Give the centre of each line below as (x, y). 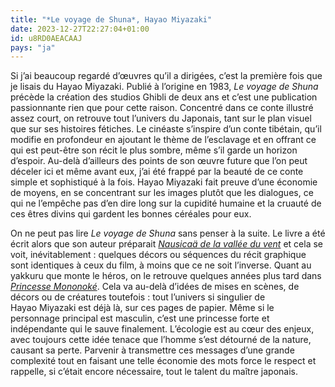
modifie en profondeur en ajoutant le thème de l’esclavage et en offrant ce (163, 140)
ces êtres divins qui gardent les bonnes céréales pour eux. (131, 214)
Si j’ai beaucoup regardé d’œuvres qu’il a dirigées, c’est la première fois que (166, 76)
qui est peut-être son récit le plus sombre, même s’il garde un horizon (154, 150)
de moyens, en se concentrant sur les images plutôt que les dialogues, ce (162, 193)
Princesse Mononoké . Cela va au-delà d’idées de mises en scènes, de (155, 287)
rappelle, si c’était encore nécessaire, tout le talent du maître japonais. (154, 372)
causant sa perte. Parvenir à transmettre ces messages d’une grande (152, 350)
